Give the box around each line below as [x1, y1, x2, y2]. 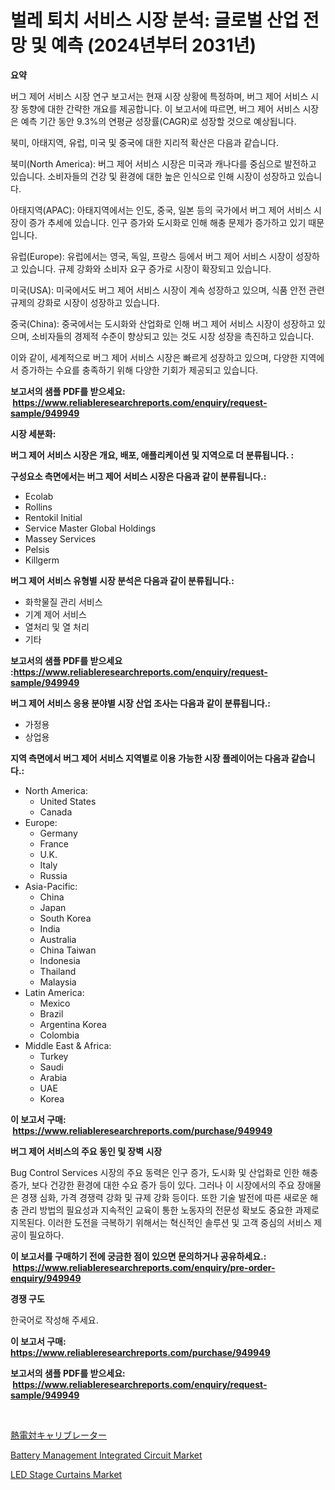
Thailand [39, 965, 77, 977]
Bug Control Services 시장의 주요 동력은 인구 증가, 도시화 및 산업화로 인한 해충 [10, 1166, 319, 1178]
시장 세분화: [10, 427, 57, 440]
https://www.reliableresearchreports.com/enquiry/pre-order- [12, 1261, 276, 1273]
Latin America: [24, 986, 85, 998]
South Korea [39, 912, 92, 924]
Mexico [39, 997, 71, 1009]
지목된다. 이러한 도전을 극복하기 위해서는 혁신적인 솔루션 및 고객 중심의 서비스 [10, 1216, 312, 1228]
